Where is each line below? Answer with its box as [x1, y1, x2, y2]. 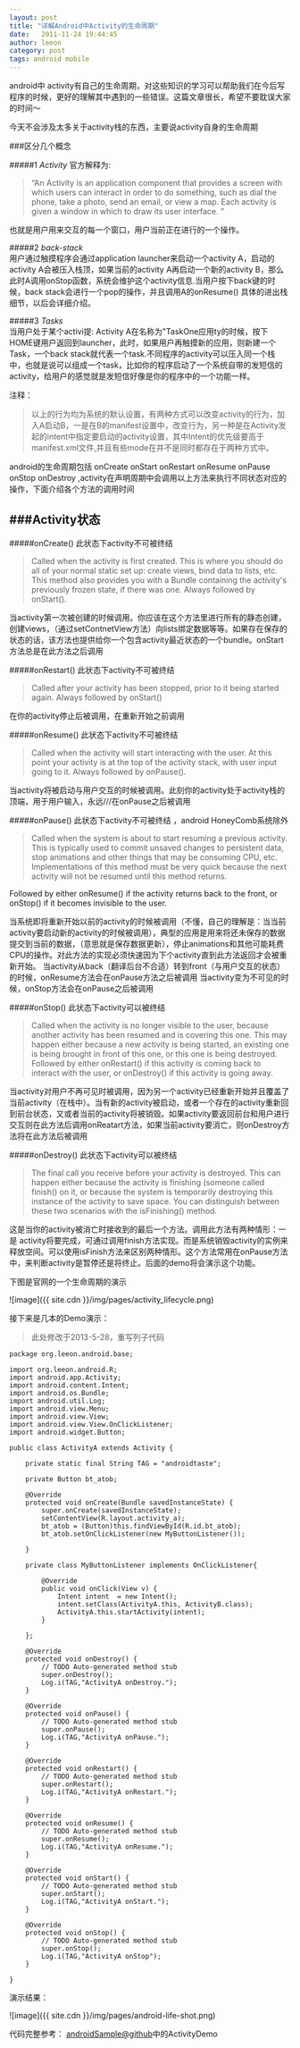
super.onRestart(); [41, 1780, 114, 1789]
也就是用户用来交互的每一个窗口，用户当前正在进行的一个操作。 [9, 224, 244, 235]
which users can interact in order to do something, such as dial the [30, 187, 277, 198]
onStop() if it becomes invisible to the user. [9, 898, 168, 908]
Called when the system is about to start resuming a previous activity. [30, 832, 287, 843]
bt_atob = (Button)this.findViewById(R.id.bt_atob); [41, 1521, 242, 1530]
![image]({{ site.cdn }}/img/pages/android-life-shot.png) [9, 2010, 216, 2020]
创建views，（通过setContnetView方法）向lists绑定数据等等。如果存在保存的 [9, 623, 287, 634]
